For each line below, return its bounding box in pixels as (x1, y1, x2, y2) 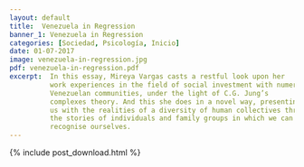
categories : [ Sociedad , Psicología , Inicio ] (9, 38, 180, 48)
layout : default (9, 13, 71, 23)
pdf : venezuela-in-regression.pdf (9, 64, 140, 73)
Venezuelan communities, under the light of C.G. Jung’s (49, 88, 270, 97)
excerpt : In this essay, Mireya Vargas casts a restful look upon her (9, 72, 285, 81)
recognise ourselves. (49, 123, 131, 132)
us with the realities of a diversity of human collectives (49, 106, 281, 115)
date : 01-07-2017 (9, 47, 75, 56)
